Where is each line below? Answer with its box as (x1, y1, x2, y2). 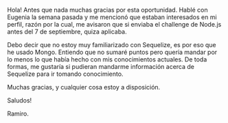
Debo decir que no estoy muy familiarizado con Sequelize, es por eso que (7, 41, 216, 49)
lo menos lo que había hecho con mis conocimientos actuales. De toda (7, 55, 207, 64)
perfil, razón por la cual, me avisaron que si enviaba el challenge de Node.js (7, 20, 222, 28)
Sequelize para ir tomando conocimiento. (7, 70, 124, 78)
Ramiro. (7, 109, 29, 118)
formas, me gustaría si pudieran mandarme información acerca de (7, 63, 194, 70)
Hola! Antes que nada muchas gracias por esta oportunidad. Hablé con (7, 6, 208, 14)
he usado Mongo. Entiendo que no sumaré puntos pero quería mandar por (7, 48, 218, 56)
